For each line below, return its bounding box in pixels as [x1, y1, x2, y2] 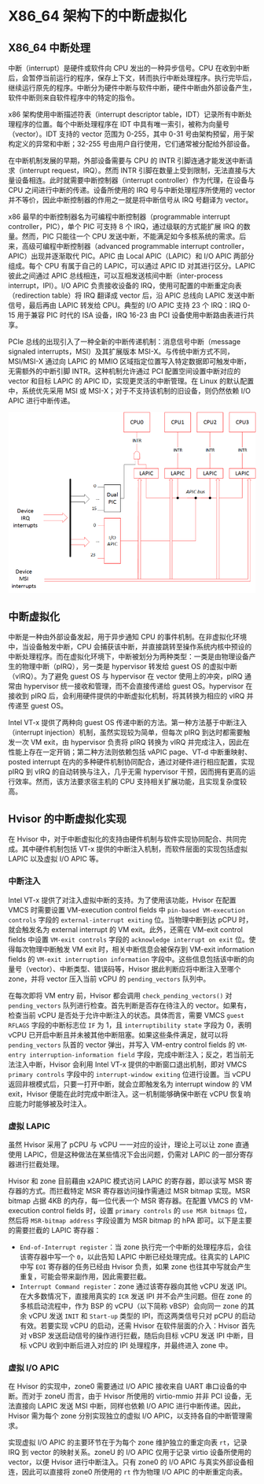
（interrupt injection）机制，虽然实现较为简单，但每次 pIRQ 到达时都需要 [8, 727, 244, 737]
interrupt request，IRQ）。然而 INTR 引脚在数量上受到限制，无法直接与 [21, 166, 249, 175]
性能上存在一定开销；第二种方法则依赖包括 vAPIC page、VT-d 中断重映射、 [8, 747, 252, 757]
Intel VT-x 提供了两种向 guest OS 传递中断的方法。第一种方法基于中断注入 [8, 718, 247, 727]
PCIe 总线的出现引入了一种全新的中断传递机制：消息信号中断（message [8, 337, 241, 346]
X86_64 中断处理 [8, 41, 91, 54]
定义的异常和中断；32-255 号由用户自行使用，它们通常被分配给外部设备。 [14, 139, 255, 148]
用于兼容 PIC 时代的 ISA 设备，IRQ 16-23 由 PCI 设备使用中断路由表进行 [16, 310, 247, 320]
